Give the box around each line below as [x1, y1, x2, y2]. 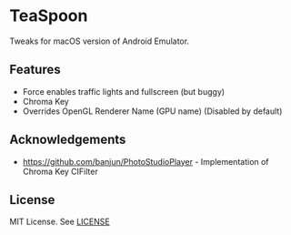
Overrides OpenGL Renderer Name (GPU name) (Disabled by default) [22, 106, 283, 117]
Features [9, 62, 61, 77]
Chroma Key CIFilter [22, 166, 98, 177]
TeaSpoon [9, 5, 88, 26]
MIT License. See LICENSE [9, 216, 111, 228]
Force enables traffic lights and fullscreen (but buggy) [22, 86, 226, 97]
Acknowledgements [9, 132, 126, 148]
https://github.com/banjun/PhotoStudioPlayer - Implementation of [22, 156, 270, 167]
